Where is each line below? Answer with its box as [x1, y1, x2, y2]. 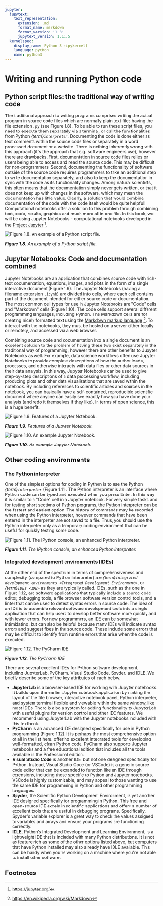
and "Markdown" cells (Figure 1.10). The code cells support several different [5, 306, 157, 312]
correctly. [12, 824, 32, 830]
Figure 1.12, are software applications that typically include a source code [5, 590, 151, 596]
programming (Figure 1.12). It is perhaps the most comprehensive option [12, 731, 156, 737]
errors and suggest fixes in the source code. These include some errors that [5, 626, 158, 632]
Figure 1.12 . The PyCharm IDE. [5, 656, 66, 661]
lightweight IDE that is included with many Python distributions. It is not [12, 834, 154, 840]
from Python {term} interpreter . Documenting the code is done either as [5, 133, 150, 139]
